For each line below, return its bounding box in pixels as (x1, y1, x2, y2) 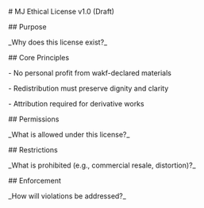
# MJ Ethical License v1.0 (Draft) (8, 7, 115, 16)
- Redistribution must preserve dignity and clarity (8, 83, 169, 93)
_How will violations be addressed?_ (8, 191, 127, 201)
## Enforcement (8, 176, 61, 185)
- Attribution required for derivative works (8, 99, 144, 108)
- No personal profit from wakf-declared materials (8, 68, 172, 78)
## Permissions (8, 114, 60, 124)
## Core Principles (8, 53, 70, 62)
